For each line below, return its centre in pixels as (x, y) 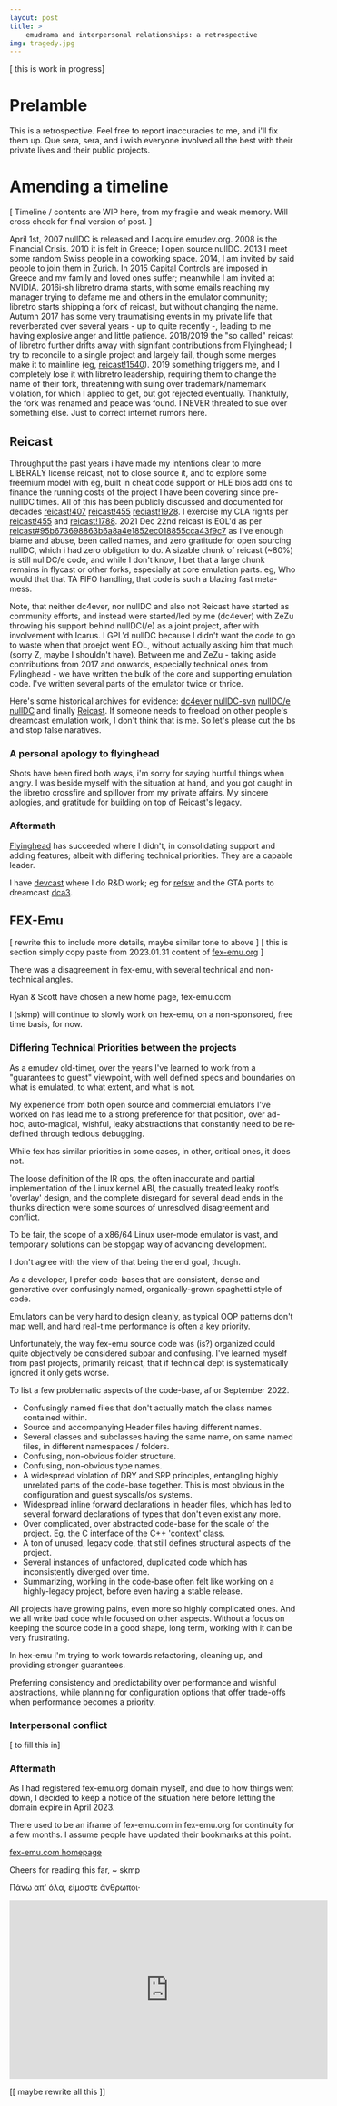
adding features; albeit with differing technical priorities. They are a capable (151, 855)
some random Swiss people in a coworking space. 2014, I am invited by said (152, 259)
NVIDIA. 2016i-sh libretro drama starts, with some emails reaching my (139, 288)
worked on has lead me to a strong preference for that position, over (137, 1114)
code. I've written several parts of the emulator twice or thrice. (126, 683)
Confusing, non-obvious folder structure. (99, 1456)
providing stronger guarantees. (67, 1665)
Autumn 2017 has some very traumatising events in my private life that (141, 316)
